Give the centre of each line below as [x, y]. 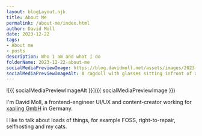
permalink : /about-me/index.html [48, 23]
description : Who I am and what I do [54, 57]
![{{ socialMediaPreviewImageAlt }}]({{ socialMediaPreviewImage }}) [91, 90]
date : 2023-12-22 [28, 34]
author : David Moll [31, 29]
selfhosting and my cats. [37, 126]
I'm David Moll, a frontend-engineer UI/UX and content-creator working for [99, 102]
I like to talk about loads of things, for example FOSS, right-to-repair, [91, 120]
